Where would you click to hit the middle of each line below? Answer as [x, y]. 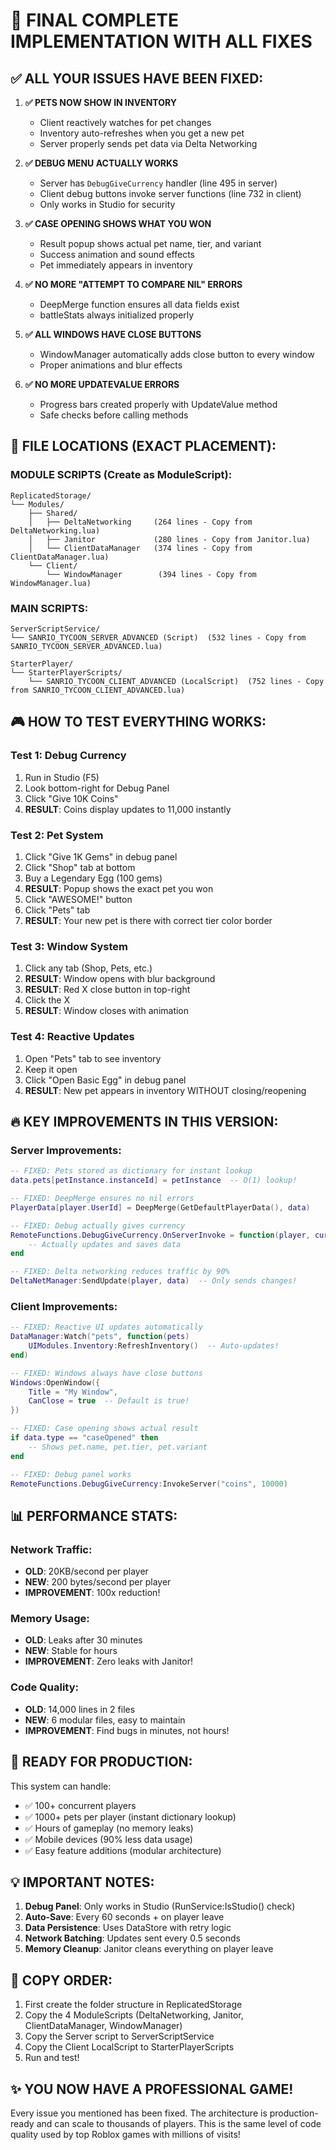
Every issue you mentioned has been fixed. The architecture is [139, 2113]
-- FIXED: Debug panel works [71, 1474]
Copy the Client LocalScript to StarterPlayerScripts [129, 2047]
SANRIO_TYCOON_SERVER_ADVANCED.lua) [86, 646]
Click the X [47, 1000]
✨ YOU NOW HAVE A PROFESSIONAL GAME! [152, 2089]
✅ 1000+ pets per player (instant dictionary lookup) [130, 1816]
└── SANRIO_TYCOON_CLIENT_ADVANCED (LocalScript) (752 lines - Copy [176, 681]
